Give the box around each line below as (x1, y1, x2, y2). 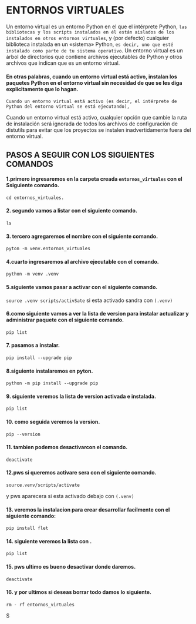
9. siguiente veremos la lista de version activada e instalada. (6, 393, 157, 400)
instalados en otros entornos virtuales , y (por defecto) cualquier (6, 34, 169, 41)
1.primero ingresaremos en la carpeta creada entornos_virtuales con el (6, 175, 183, 182)
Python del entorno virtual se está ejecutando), (6, 104, 130, 109)
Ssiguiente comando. (6, 182, 60, 189)
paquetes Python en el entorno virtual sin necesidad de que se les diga (6, 79, 183, 86)
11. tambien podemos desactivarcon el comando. (6, 444, 128, 451)
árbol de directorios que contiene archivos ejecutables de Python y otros (6, 53, 183, 60)
